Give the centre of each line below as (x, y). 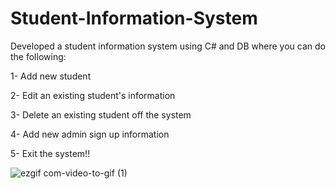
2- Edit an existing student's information (93, 95)
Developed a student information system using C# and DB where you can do (168, 46)
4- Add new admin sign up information (90, 134)
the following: (38, 56)
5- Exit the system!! (50, 153)
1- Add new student (51, 76)
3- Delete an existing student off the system (101, 114)
